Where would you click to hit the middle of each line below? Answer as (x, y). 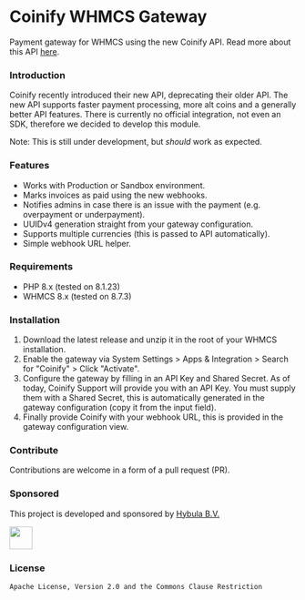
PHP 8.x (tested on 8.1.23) (71, 286)
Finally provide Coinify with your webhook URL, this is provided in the (153, 417)
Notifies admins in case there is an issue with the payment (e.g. (142, 204)
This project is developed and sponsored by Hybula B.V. (115, 514)
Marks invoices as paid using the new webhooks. (115, 195)
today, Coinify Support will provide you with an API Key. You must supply (159, 388)
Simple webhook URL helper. (77, 243)
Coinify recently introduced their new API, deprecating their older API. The (149, 95)
